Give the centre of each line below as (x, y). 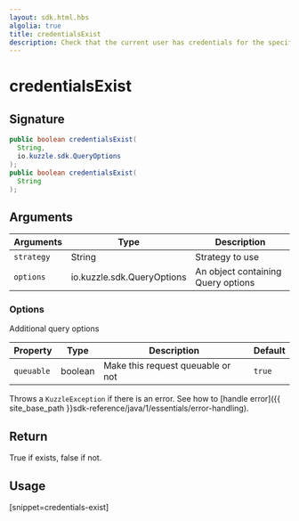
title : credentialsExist (55, 34)
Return (28, 436)
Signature (37, 119)
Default (269, 351)
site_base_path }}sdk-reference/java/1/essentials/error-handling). (129, 408)
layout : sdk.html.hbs (49, 17)
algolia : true (36, 26)
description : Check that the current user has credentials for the (137, 42)
